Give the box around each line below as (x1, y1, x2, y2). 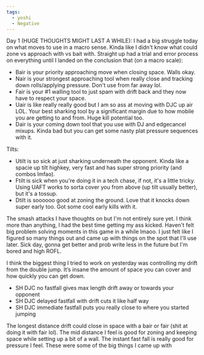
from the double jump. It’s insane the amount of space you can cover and (6, 266, 191, 273)
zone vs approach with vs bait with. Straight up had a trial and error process (6, 50, 198, 58)
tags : (6, 9, 20, 15)
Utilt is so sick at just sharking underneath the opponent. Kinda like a (15, 158, 189, 165)
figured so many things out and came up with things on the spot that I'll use (6, 234, 197, 242)
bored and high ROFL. (6, 248, 62, 255)
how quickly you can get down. (6, 272, 86, 280)
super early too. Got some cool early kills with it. (15, 203, 137, 210)
